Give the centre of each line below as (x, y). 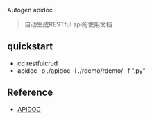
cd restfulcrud (37, 63)
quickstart (30, 47)
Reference (30, 93)
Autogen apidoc (30, 10)
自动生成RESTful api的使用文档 (68, 24)
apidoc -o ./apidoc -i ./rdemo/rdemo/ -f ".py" (81, 70)
